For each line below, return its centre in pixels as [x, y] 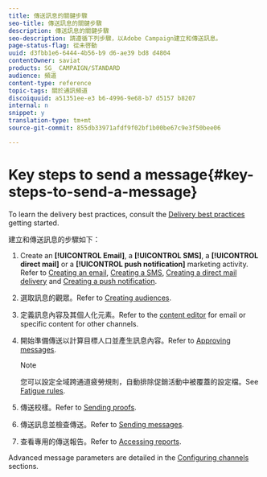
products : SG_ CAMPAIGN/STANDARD [64, 68]
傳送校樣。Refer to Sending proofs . [78, 407]
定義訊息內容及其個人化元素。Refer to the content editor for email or [133, 315]
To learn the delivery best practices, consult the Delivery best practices [127, 214]
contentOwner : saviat [45, 61]
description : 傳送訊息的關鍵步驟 [59, 31]
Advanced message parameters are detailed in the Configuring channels [129, 457]
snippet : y [27, 113]
